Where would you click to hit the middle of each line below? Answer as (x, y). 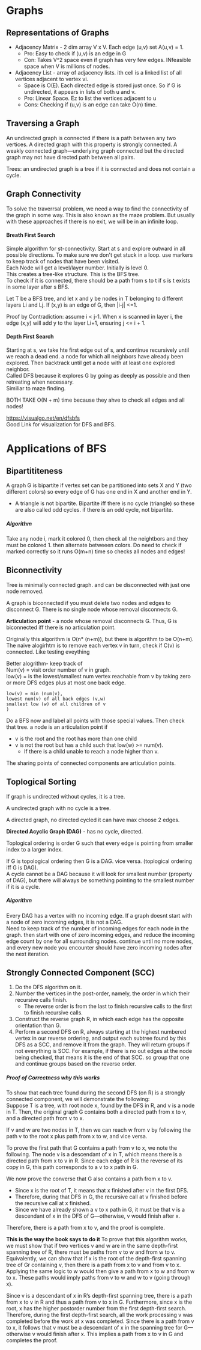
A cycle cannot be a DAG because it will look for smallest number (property (99, 874)
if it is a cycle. (23, 886)
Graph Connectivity (44, 194)
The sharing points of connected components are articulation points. (91, 763)
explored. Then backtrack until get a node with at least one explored (91, 363)
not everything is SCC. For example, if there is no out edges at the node (103, 1051)
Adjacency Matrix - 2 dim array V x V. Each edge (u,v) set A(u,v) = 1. (99, 47)
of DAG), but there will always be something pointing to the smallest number (100, 880)
